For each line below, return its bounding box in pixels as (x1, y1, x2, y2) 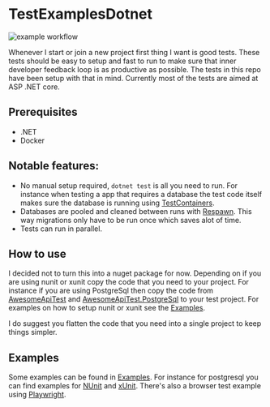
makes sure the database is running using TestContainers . (19, 198, 215, 208)
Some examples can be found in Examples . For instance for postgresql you (8, 372, 259, 382)
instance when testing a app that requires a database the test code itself (19, 189, 262, 199)
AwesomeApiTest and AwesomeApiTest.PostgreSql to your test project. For (8, 294, 259, 304)
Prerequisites (8, 105, 78, 119)
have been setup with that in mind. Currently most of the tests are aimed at (8, 73, 259, 83)
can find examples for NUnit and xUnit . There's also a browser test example (8, 381, 262, 391)
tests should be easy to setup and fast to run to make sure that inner (8, 56, 237, 66)
